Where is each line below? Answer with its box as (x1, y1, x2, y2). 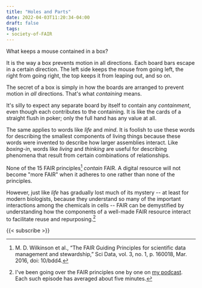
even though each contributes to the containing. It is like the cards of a (6, 108, 182, 115)
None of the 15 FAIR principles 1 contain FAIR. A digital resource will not (6, 164, 181, 171)
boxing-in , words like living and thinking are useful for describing (6, 146, 167, 153)
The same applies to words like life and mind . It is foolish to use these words (6, 126, 195, 133)
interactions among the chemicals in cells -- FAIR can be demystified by (6, 201, 185, 209)
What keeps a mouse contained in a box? (6, 47, 108, 55)
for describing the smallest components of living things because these (6, 133, 181, 140)
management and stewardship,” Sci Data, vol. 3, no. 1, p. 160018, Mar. (14, 251, 188, 258)
